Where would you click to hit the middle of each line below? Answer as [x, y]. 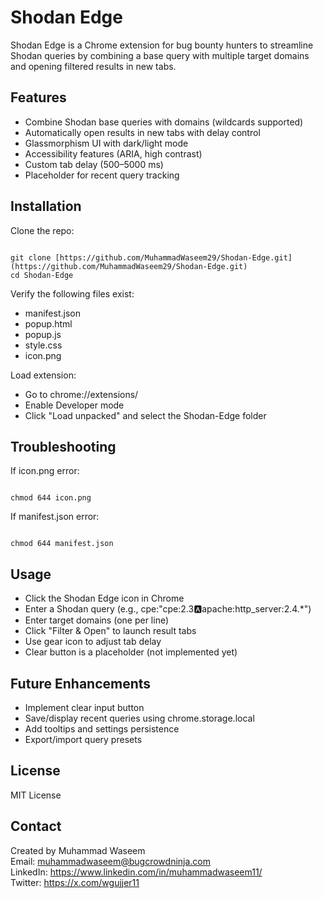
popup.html [48, 323]
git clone [31, 257]
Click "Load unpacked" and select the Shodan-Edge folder [145, 415]
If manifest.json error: [55, 517]
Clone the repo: [42, 230]
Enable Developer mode [74, 405]
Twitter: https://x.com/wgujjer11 [75, 882]
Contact [36, 826]
